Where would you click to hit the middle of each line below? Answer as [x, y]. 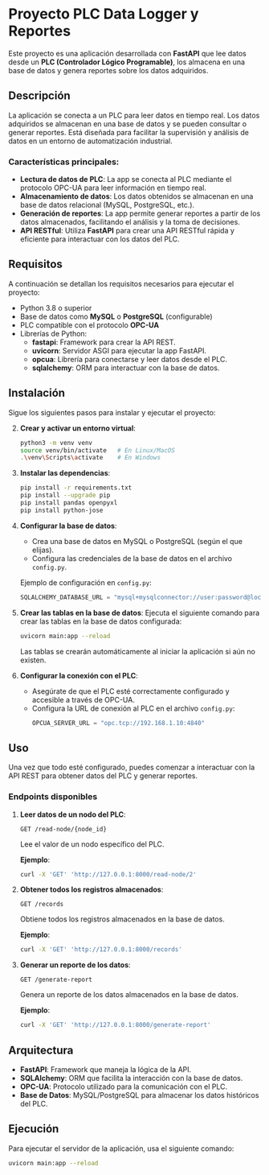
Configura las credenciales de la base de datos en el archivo [132, 558]
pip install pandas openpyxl [69, 503]
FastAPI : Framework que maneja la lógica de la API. [106, 1069]
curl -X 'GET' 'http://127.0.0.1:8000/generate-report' [115, 1025]
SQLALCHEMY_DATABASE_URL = [65, 597]
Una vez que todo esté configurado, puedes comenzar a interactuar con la [132, 767]
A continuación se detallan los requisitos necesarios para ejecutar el [121, 283]
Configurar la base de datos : [68, 526]
